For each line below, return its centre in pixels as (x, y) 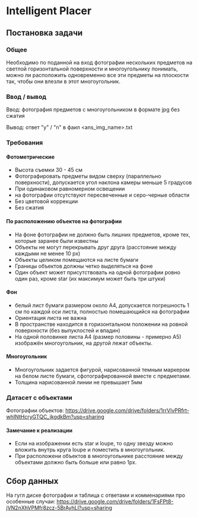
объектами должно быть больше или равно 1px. (76, 463)
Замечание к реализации (39, 430)
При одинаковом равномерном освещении (70, 189)
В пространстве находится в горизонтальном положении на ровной (101, 324)
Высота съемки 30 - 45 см (49, 170)
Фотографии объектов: (35, 410)
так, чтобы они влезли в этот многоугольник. (63, 81)
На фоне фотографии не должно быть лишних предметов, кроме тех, (103, 235)
